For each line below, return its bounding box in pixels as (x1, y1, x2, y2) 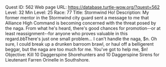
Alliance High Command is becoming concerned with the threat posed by (5, 20, 156, 26)
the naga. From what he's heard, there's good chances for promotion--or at (5, 25, 161, 31)
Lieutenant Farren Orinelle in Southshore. (5, 57, 90, 63)
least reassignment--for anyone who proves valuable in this (5, 31, 128, 36)
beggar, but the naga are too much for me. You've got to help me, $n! (5, 47, 148, 52)
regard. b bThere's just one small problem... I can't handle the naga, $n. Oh (5, 36, 157, 42)
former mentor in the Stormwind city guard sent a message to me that (5, 15, 149, 20)
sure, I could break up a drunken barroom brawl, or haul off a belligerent (5, 41, 154, 47)
